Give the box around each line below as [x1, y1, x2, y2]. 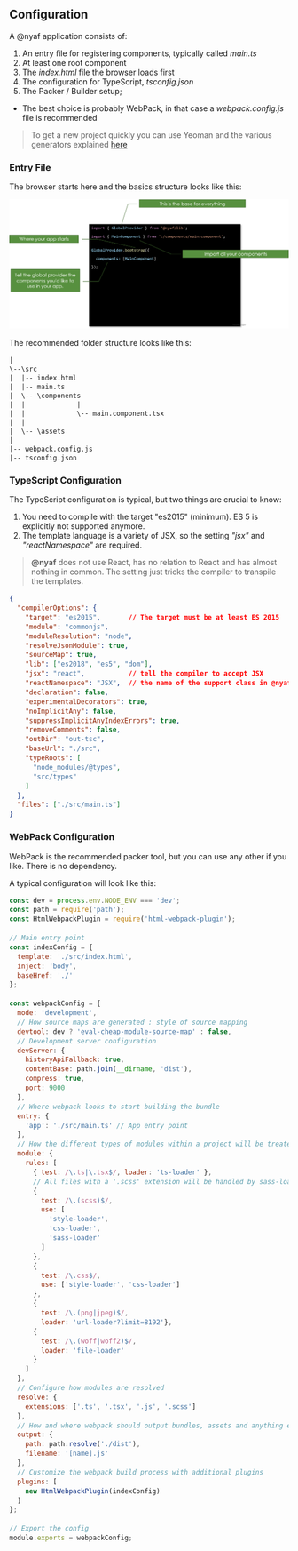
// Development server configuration [17, 1036, 157, 1045]
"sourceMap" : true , [25, 651, 98, 660]
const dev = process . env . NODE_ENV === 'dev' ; [9, 896, 180, 905]
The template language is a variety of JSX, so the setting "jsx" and [21, 531, 265, 541]
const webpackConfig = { [9, 999, 101, 1008]
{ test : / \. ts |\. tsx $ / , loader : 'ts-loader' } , [32, 1168, 213, 1177]
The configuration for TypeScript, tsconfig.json [21, 76, 194, 87]
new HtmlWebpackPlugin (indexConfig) [25, 1486, 161, 1496]
